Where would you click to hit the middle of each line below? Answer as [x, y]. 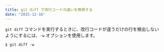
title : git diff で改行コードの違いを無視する [49, 10]
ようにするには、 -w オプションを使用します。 [51, 35]
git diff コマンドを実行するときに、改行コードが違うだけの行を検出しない [82, 29]
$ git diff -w [20, 45]
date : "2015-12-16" [25, 14]
